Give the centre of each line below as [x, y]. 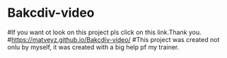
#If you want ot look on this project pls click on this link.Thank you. [104, 32]
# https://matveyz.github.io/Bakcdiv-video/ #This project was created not [113, 39]
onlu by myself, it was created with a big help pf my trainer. [93, 47]
